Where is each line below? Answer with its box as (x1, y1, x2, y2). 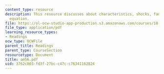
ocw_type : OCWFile (5, 39, 42, 44)
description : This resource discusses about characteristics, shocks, (5, 12, 152, 17)
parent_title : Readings (5, 43, 54, 48)
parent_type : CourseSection (5, 48, 62, 53)
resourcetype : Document (5, 52, 54, 57)
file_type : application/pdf (5, 25, 62, 30)
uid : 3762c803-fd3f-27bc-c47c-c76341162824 (5, 61, 95, 66)
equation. (9, 16, 29, 21)
